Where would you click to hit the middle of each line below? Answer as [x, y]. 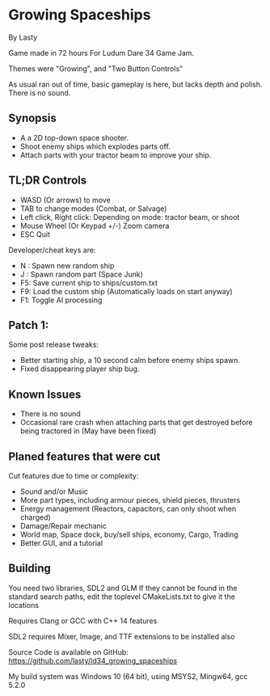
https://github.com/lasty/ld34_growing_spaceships [93, 660]
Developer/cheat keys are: [52, 250]
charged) [35, 517]
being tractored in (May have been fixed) [88, 431]
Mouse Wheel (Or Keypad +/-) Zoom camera [95, 226]
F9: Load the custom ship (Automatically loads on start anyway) [126, 291]
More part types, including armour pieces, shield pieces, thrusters [130, 500]
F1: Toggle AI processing [61, 300]
